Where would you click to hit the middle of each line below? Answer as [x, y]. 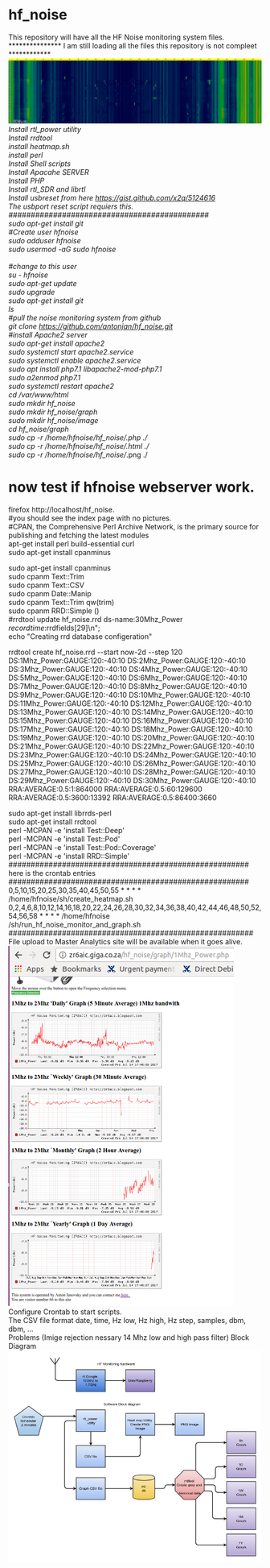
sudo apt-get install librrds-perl [60, 813]
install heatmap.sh [39, 147]
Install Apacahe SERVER [49, 172]
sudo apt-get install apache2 [57, 343]
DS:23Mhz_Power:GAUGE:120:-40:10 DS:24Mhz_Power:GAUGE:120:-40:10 [132, 754]
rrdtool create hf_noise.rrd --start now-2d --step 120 [96, 652]
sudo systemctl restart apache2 [61, 386]
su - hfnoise [29, 275]
